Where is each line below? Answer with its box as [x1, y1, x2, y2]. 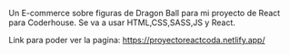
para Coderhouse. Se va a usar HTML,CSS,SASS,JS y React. [8, 17, 235, 28]
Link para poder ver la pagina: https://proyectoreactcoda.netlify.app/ [8, 35, 265, 45]
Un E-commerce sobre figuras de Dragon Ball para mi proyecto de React [8, 8, 281, 18]
